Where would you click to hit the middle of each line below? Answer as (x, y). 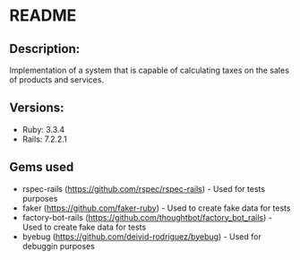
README (43, 16)
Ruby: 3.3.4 (43, 129)
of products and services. (57, 80)
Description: (45, 49)
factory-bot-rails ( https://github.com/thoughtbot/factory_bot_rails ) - (147, 217)
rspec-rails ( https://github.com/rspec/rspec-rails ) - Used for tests (144, 188)
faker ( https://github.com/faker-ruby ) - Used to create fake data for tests (156, 208)
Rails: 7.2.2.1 (44, 139)
